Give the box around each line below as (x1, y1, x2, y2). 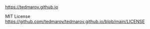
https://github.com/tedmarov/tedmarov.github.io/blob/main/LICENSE (5, 19, 145, 24)
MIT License (5, 14, 31, 19)
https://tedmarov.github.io (5, 4, 58, 10)
